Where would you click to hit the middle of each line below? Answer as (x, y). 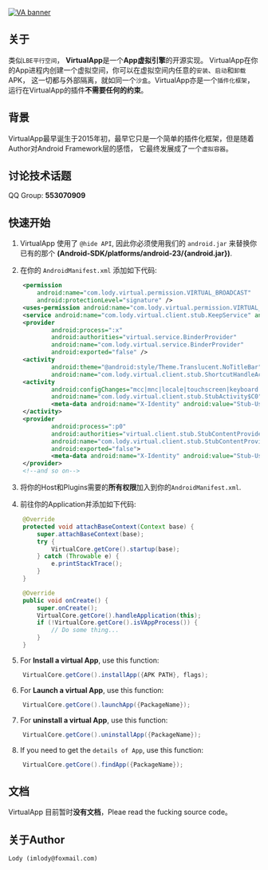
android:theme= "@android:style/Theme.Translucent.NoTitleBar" (156, 367)
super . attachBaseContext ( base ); (91, 534)
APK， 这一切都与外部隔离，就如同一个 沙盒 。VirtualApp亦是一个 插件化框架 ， (131, 80)
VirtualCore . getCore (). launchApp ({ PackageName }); (107, 705)
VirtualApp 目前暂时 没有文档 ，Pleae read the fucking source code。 (120, 812)
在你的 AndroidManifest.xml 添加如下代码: (88, 271)
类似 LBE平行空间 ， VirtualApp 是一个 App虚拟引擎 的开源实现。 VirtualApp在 (130, 60)
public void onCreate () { (66, 600)
